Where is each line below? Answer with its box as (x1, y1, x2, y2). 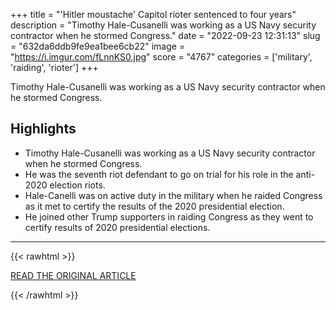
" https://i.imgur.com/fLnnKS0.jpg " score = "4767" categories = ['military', (10, 51, 313, 63)
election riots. (49, 179, 106, 191)
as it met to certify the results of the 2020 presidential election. (24, 200, 285, 212)
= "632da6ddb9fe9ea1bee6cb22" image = (10, 40, 186, 52)
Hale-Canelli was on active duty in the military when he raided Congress (24, 189, 323, 201)
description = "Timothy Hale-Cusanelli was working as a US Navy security (10, 19, 317, 31)
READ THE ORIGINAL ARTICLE (10, 269, 137, 281)
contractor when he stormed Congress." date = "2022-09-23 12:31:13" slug (10, 30, 321, 41)
